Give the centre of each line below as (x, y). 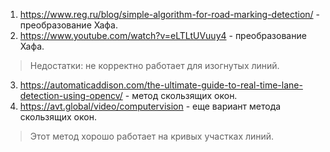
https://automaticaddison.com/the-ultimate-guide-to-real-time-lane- (161, 85)
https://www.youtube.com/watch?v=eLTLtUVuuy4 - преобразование (163, 35)
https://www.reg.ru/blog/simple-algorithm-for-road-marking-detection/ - (169, 14)
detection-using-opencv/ (71, 95)
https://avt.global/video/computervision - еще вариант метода (150, 106)
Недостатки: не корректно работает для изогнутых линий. (154, 65)
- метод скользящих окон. (181, 95)
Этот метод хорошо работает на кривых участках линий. (152, 136)
